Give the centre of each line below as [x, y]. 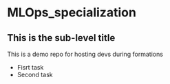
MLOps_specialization [72, 13]
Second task [35, 74]
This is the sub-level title [61, 38]
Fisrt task [30, 67]
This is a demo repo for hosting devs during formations [85, 54]
